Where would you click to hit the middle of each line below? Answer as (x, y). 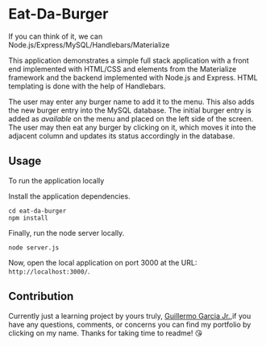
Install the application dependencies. (69, 196)
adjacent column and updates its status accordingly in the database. (122, 136)
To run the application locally (56, 180)
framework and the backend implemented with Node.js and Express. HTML (133, 77)
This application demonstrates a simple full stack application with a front (129, 60)
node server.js (34, 247)
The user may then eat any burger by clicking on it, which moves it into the (132, 127)
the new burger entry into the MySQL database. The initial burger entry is (130, 110)
